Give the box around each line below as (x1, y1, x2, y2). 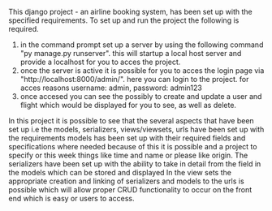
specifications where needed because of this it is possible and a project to (8, 142, 257, 151)
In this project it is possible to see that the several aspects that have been (8, 116, 254, 125)
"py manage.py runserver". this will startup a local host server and (19, 49, 242, 58)
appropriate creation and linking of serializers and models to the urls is (8, 176, 245, 186)
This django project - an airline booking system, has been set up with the (8, 7, 253, 16)
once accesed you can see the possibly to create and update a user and (19, 92, 262, 101)
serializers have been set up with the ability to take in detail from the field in (8, 159, 261, 169)
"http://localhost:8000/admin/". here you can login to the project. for (19, 75, 249, 84)
